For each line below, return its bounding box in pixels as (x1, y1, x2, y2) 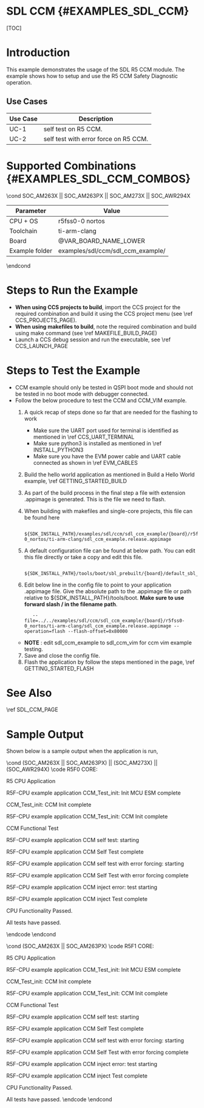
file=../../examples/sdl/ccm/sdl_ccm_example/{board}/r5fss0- (24, 618, 185, 624)
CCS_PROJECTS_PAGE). (15, 316, 77, 324)
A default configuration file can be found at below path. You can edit (24, 546, 195, 554)
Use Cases (6, 96, 48, 107)
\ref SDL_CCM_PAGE (6, 706, 59, 713)
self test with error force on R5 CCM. (43, 134, 149, 143)
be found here (24, 514, 60, 521)
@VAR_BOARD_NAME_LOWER (58, 236, 146, 245)
